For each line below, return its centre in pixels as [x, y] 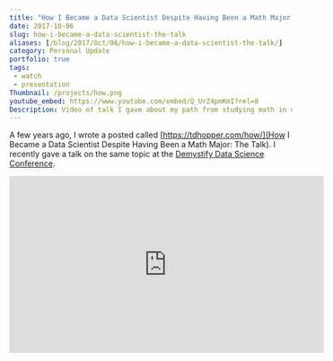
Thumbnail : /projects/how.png [66, 92]
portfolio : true [39, 59]
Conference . [32, 163]
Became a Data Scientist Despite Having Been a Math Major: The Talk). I [143, 145]
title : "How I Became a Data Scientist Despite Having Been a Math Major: [152, 18]
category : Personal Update [60, 51]
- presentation [41, 84]
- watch [27, 76]
